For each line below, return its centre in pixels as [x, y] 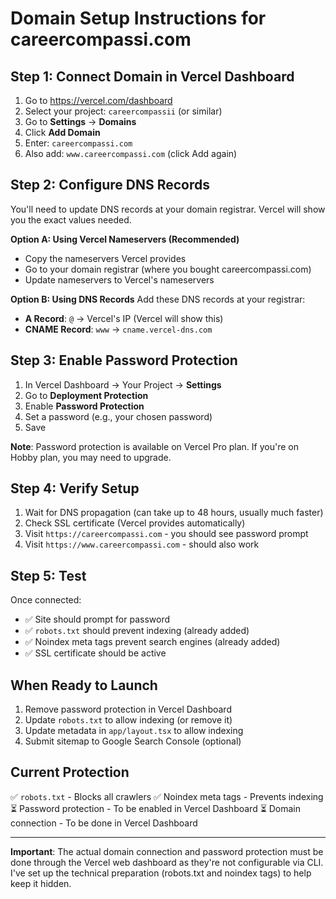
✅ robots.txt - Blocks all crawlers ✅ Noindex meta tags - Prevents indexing [167, 796]
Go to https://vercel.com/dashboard [98, 100]
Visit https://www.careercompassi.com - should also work [142, 544]
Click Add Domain [62, 132]
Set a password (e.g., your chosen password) [118, 416]
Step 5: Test [48, 575]
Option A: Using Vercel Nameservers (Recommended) [125, 239]
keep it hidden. [41, 883]
